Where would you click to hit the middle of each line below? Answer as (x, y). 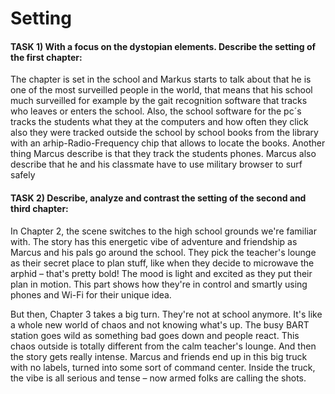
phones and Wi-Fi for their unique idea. (91, 294)
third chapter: (39, 208)
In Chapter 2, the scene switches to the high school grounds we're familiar (163, 231)
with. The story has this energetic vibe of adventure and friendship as (154, 241)
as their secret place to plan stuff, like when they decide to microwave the (162, 263)
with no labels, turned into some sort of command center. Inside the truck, (163, 367)
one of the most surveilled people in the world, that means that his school (161, 90)
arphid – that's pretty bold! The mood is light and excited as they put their (161, 273)
